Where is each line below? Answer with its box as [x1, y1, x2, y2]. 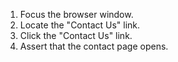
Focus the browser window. [19, 9, 134, 20]
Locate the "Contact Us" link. [19, 19, 141, 31]
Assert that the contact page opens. [19, 40, 169, 52]
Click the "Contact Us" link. [19, 30, 133, 41]
